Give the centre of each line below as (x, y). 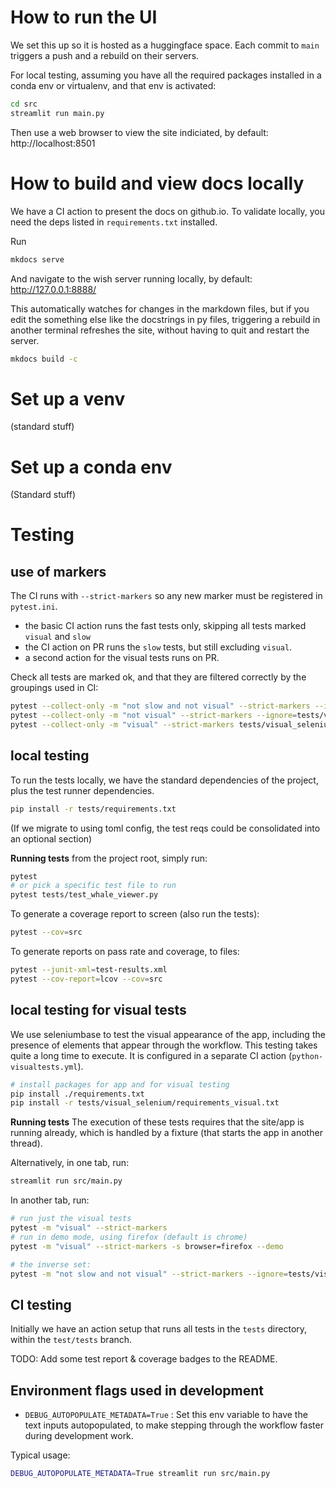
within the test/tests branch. (71, 1340)
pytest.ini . (34, 607)
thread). (26, 1143)
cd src (24, 104)
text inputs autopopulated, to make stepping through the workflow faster (174, 1425)
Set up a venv (68, 398)
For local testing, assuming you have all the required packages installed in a (166, 75)
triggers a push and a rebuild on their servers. (105, 55)
